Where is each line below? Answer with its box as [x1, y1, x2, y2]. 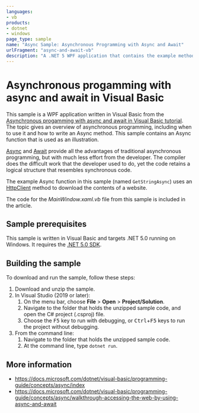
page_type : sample [6, 36, 52, 42]
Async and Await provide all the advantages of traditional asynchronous [6, 147, 182, 154]
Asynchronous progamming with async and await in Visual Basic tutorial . [6, 117, 184, 124]
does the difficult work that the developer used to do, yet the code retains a [6, 160, 191, 167]
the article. [6, 202, 33, 209]
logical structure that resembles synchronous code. [6, 166, 132, 173]
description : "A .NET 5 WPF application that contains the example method [6, 53, 195, 59]
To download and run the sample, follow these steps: [6, 274, 135, 281]
